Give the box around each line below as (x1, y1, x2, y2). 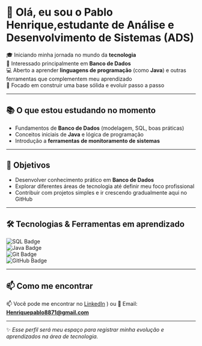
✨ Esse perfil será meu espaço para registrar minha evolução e (6, 326, 164, 333)
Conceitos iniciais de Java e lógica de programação (14, 130, 144, 138)
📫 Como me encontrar (6, 281, 93, 291)
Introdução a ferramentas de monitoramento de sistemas (14, 137, 161, 144)
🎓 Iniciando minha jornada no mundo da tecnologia (6, 51, 136, 58)
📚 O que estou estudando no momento (6, 105, 156, 116)
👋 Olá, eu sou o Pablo (6, 5, 113, 19)
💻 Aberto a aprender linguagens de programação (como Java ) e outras (6, 66, 186, 74)
